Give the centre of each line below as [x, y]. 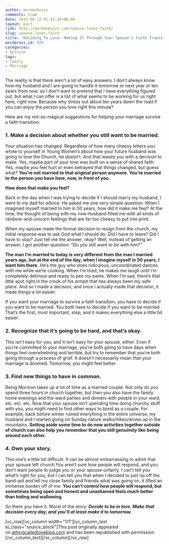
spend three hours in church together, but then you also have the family [79, 393]
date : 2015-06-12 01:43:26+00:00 [40, 19]
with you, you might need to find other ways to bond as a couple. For [76, 409]
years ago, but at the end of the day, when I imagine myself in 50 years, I [82, 260]
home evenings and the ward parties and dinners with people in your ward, [83, 398]
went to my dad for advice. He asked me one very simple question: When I [82, 203]
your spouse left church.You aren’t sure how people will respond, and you [81, 465]
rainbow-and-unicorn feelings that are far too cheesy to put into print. [77, 219]
